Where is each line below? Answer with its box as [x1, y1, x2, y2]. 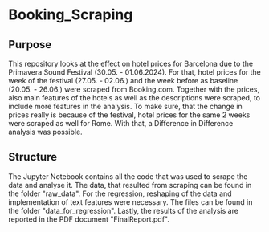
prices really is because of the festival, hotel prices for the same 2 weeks [8, 110, 251, 120]
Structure [8, 150, 58, 164]
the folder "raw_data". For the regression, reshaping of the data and [8, 189, 232, 198]
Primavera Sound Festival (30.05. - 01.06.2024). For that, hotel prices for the [8, 67, 261, 77]
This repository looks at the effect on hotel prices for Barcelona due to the [8, 59, 254, 68]
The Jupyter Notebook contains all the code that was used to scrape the [8, 171, 248, 181]
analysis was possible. [8, 127, 83, 136]
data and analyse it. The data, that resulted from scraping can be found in [8, 180, 252, 189]
